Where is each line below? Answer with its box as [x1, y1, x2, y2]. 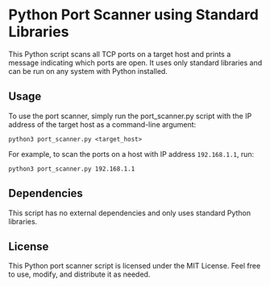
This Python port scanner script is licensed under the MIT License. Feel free [8, 261, 261, 271]
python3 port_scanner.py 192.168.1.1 [8, 165, 135, 173]
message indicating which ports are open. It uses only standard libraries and [8, 58, 263, 68]
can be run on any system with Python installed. [8, 66, 168, 76]
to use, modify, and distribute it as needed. [8, 269, 151, 279]
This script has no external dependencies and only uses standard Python [8, 207, 251, 218]
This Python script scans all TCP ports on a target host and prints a [8, 49, 231, 59]
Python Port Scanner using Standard [8, 6, 260, 24]
